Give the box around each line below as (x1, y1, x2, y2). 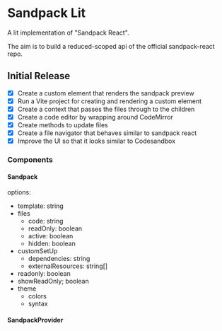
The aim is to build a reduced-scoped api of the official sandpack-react (7, 42, 215, 50)
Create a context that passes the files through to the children (17, 105, 195, 113)
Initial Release (7, 70, 71, 82)
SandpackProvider (7, 315, 64, 324)
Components (7, 155, 53, 165)
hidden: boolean (28, 239, 76, 248)
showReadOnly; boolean (17, 277, 90, 286)
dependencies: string (28, 255, 90, 263)
